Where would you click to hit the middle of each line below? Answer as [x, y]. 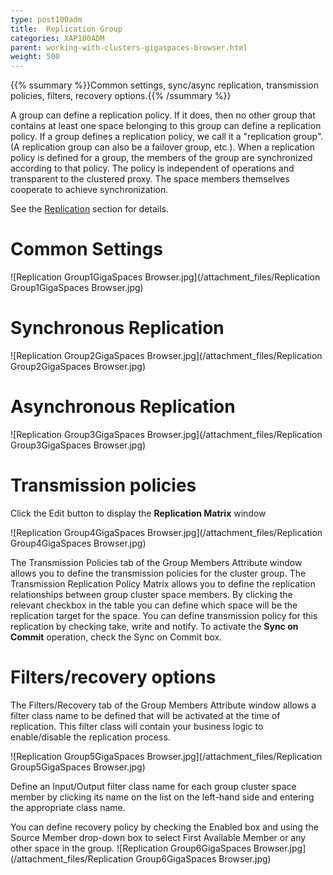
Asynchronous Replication [123, 407]
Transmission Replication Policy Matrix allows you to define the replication [163, 583]
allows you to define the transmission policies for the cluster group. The [158, 573]
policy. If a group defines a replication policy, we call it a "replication [151, 137]
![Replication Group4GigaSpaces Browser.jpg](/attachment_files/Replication [166, 532]
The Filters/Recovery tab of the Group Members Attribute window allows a [163, 705]
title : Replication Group [66, 29]
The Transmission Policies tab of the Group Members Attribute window [156, 562]
